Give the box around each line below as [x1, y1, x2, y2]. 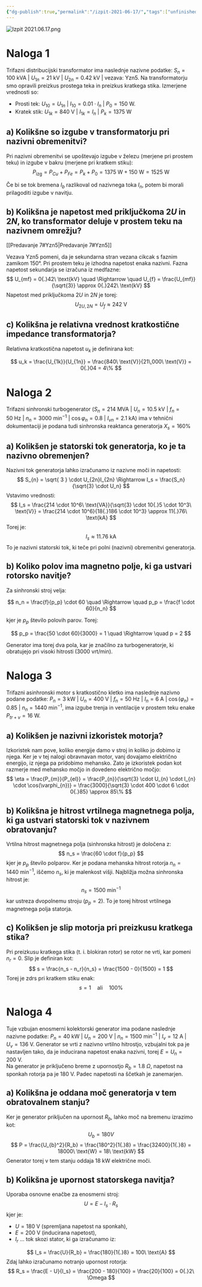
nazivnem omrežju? [6, 226, 82, 236]
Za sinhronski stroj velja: [6, 586, 67, 594]
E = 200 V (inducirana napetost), [14, 1229, 97, 1236]
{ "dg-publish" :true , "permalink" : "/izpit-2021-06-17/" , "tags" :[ [6, 8, 168, 15]
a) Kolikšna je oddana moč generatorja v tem [6, 1088, 177, 1098]
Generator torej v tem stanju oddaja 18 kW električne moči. [6, 1157, 151, 1165]
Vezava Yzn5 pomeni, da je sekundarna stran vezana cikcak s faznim [6, 253, 178, 260]
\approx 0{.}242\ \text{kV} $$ [77, 282, 151, 289]
